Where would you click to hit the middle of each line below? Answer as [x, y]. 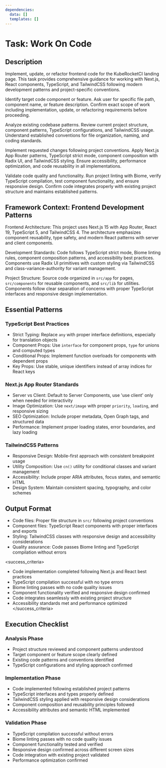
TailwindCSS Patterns [32, 445]
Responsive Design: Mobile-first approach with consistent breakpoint [83, 456]
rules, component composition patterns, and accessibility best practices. [80, 258]
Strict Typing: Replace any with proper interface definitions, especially [84, 334]
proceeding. [18, 115]
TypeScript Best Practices [37, 324]
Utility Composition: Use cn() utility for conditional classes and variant [84, 467]
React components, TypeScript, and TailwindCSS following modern [74, 85]
